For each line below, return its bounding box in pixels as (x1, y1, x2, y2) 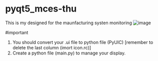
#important (5, 29, 29, 35)
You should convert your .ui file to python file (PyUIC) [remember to (12, 39, 153, 45)
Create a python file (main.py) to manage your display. (12, 50, 126, 56)
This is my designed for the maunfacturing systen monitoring (5, 20, 132, 26)
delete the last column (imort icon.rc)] (12, 44, 91, 50)
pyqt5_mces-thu (5, 3, 77, 15)
